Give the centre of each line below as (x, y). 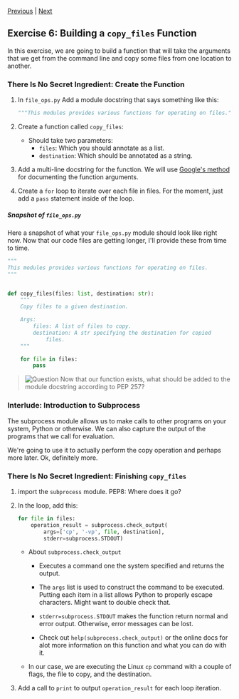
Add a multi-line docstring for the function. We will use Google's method (123, 169)
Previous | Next (30, 11)
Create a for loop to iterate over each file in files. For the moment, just (120, 191)
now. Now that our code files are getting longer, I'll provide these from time (117, 240)
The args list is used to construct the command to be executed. (132, 587)
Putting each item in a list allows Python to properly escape (126, 595)
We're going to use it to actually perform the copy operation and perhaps (115, 450)
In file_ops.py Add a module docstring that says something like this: (118, 100)
